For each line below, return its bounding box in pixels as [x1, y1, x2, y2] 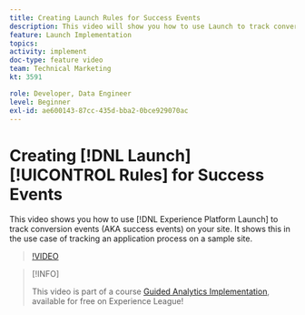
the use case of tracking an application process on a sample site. [9, 233, 253, 244]
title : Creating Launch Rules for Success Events [9, 13, 202, 23]
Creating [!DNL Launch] [9, 145, 192, 166]
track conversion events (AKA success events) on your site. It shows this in [9, 224, 290, 235]
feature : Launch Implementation [9, 30, 132, 39]
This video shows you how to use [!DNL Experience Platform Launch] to [9, 214, 279, 225]
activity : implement [9, 47, 88, 56]
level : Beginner [9, 97, 71, 107]
